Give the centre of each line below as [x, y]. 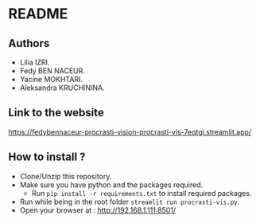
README [38, 14]
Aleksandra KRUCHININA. [62, 88]
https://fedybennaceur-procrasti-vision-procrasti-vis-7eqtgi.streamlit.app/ [130, 131]
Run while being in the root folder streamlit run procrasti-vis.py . [130, 201]
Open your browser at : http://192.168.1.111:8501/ [98, 210]
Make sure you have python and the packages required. [111, 185]
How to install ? [47, 157]
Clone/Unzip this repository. [66, 176]
